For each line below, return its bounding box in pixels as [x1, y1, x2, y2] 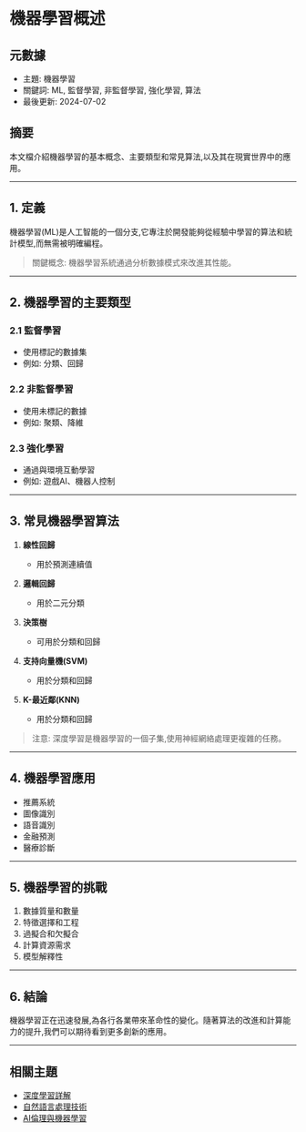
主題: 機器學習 [22, 74, 76, 84]
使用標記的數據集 [22, 347, 87, 358]
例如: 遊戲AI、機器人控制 [22, 475, 116, 486]
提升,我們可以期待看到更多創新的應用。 [25, 1026, 172, 1037]
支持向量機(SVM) [22, 655, 88, 666]
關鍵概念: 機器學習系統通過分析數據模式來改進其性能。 [31, 257, 237, 268]
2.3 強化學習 [9, 442, 65, 454]
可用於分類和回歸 [36, 636, 101, 647]
